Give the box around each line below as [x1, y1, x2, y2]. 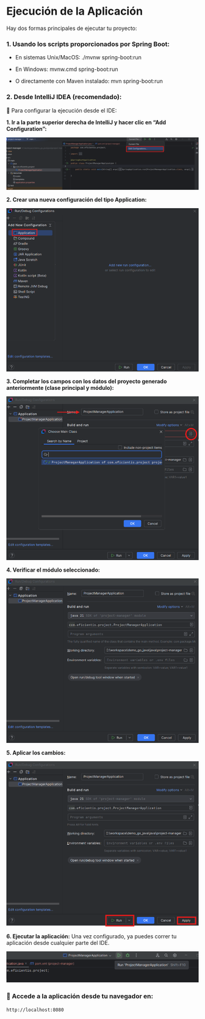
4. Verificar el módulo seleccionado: [6, 566, 101, 573]
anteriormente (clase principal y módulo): [6, 384, 114, 392]
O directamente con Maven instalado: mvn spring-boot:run [15, 78, 163, 85]
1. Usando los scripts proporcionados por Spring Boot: [6, 40, 170, 48]
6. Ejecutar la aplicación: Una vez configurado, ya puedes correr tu [6, 933, 177, 940]
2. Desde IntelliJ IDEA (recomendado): [6, 93, 122, 102]
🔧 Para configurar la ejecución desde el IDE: [6, 106, 117, 114]
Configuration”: [6, 125, 47, 132]
